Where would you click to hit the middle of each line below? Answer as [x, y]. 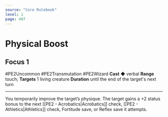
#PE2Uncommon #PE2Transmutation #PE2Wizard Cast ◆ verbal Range [79, 74]
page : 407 [15, 19]
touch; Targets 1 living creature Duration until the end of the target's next [81, 79]
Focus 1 [17, 62]
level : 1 [14, 14]
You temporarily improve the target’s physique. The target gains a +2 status [83, 99]
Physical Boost [37, 44]
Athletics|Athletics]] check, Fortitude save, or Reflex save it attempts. [76, 110]
